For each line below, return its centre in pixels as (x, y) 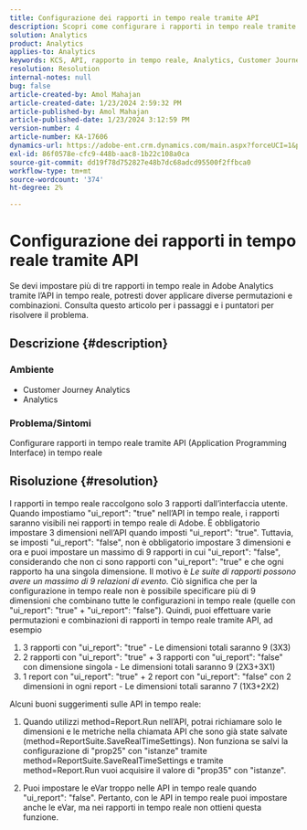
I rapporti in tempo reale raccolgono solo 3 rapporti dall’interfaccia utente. (148, 503)
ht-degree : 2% (37, 188)
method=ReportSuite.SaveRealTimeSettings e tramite (123, 761)
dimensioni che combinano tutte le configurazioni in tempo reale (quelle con (153, 601)
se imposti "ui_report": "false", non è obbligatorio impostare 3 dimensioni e (150, 542)
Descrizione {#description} (89, 344)
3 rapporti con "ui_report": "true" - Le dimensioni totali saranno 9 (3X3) (157, 647)
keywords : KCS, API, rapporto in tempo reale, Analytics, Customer (141, 60)
